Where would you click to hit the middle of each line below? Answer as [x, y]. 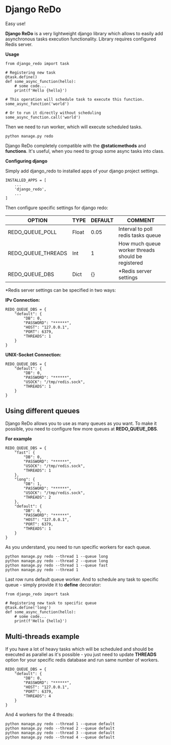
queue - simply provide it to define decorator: [53, 584]
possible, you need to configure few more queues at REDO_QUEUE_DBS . [82, 428]
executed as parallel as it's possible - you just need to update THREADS [81, 654]
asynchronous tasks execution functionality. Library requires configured [81, 39]
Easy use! [16, 24]
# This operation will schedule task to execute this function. [75, 99]
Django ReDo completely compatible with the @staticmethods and [76, 145]
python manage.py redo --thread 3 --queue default [60, 733]
